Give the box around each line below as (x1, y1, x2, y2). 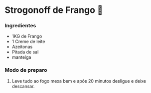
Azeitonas (11, 44, 33, 50)
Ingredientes (4, 22, 36, 29)
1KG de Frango (11, 33, 42, 39)
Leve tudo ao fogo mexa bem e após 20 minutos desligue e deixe (11, 78, 147, 84)
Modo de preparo (4, 67, 48, 74)
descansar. (11, 83, 35, 89)
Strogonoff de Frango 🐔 (4, 4, 103, 16)
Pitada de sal (11, 49, 39, 55)
